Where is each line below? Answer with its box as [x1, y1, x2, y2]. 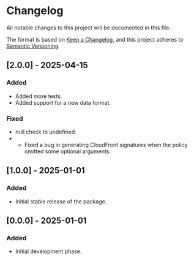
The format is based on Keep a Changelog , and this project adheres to [6, 36, 184, 43]
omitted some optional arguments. [24, 148, 111, 155]
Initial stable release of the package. [15, 197, 107, 205]
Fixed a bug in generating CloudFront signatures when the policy [24, 141, 188, 148]
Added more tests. [15, 93, 62, 100]
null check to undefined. [15, 128, 76, 135]
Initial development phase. [15, 248, 82, 255]
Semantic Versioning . [6, 42, 60, 50]
